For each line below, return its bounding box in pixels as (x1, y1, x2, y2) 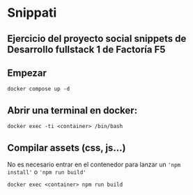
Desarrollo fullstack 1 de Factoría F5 (7, 43, 166, 55)
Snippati (7, 5, 57, 21)
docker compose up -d (7, 86, 70, 93)
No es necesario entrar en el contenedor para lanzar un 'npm (7, 160, 181, 169)
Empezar (7, 67, 47, 79)
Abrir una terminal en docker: (7, 104, 138, 116)
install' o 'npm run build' (7, 168, 86, 176)
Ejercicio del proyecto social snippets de (7, 33, 187, 45)
